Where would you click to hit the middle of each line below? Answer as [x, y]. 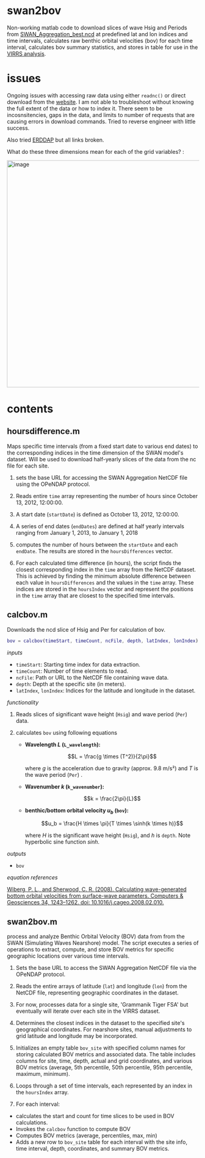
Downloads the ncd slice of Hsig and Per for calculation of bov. [86, 629]
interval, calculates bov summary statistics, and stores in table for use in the [103, 47]
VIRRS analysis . [27, 53]
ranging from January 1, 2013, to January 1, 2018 [77, 532]
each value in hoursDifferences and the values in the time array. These [105, 582]
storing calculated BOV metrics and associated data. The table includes [106, 1054]
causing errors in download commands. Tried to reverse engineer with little [101, 121]
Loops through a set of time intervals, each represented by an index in [104, 1086]
